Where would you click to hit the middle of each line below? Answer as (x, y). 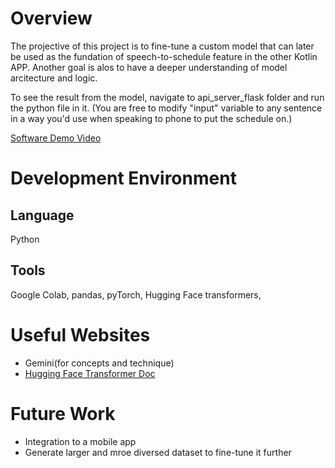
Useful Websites (80, 334)
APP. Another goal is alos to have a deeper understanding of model (149, 67)
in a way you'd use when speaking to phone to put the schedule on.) (151, 118)
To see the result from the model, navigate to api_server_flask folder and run (167, 97)
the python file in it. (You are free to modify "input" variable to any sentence (166, 108)
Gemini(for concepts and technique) (99, 363)
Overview (51, 18)
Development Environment (123, 178)
